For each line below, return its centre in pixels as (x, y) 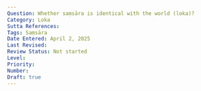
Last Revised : (27, 45)
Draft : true (24, 77)
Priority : (21, 64)
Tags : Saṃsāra (27, 32)
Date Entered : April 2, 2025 (49, 39)
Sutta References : (33, 26)
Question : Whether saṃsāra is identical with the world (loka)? (101, 13)
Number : (18, 70)
